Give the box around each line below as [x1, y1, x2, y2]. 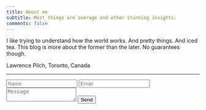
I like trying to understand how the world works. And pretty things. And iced [6, 37, 198, 45]
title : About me [6, 9, 48, 15]
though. [6, 50, 26, 57]
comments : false [6, 20, 48, 26]
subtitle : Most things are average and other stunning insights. [6, 15, 177, 21]
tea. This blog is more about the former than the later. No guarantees [6, 43, 180, 51]
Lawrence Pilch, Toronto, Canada [6, 62, 91, 69]
